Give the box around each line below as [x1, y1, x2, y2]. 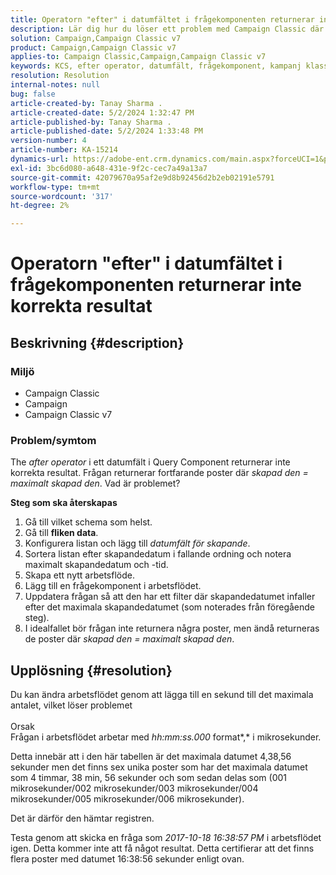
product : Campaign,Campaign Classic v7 [10, 42, 177, 53]
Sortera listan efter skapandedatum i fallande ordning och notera [24, 548, 292, 560]
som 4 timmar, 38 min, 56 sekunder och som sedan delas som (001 [10, 772, 288, 784]
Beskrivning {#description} [10, 334, 185, 351]
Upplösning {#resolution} [10, 662, 173, 679]
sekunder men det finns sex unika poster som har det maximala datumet [10, 761, 308, 773]
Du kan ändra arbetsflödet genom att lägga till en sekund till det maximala [10, 689, 314, 701]
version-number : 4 [10, 136, 87, 146]
